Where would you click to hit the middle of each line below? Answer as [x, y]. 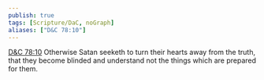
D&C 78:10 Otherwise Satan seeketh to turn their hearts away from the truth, [132, 53]
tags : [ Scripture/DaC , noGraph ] [61, 23]
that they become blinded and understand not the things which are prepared [132, 60]
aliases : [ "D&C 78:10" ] [47, 30]
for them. [23, 69]
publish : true [32, 15]
